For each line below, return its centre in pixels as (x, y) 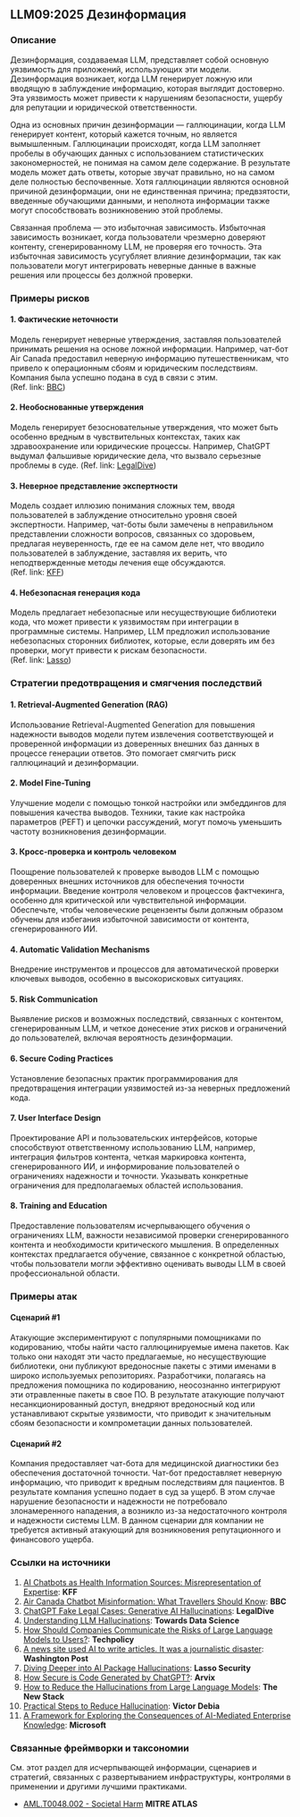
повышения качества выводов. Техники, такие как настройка (128, 812)
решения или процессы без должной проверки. (102, 275)
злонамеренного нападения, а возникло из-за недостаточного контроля (149, 1511)
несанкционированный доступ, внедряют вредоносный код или (133, 1405)
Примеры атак (44, 1296)
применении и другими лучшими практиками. (99, 1786)
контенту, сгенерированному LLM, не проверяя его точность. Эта (136, 246)
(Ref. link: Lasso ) (41, 660)
